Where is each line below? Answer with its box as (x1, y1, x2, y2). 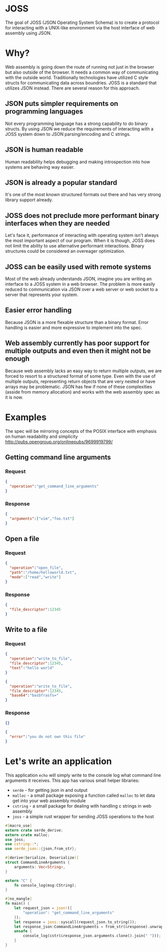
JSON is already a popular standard (5, 178, 118, 187)
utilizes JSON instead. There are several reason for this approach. (5, 85, 140, 91)
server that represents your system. (5, 292, 79, 298)
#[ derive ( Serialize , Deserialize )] (5, 855, 79, 860)
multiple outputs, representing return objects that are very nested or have (5, 378, 156, 384)
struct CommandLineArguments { (5, 860, 70, 865)
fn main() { (5, 901, 30, 906)
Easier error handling (5, 306, 72, 315)
